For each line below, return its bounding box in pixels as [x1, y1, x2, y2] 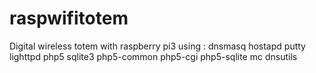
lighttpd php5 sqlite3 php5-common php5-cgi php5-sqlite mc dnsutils [9, 50, 298, 62]
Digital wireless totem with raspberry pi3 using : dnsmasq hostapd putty [9, 40, 306, 52]
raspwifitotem [9, 7, 129, 30]
